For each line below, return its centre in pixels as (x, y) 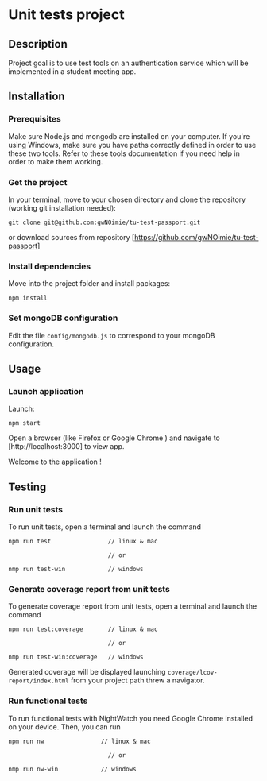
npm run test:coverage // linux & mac (83, 629)
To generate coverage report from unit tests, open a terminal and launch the (133, 606)
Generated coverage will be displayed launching (87, 672)
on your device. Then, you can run (64, 727)
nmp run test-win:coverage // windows (76, 657)
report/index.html (39, 681)
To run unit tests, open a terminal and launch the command (104, 527)
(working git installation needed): (62, 207)
